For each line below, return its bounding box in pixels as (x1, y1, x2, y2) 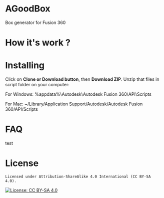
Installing (5, 60, 45, 71)
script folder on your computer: (5, 82, 70, 88)
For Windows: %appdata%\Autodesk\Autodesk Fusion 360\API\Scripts (5, 91, 151, 97)
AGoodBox (5, 3, 51, 14)
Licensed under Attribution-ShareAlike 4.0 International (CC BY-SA (5, 174, 151, 179)
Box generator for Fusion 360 (5, 19, 66, 25)
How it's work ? (5, 37, 71, 48)
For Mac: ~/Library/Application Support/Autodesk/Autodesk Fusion (5, 101, 143, 107)
